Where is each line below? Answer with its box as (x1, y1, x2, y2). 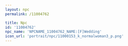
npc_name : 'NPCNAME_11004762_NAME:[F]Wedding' (5, 30, 102, 34)
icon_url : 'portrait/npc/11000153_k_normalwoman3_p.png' (5, 34, 124, 39)
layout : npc (5, 7, 29, 12)
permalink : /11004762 (5, 12, 50, 16)
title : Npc (5, 20, 27, 25)
